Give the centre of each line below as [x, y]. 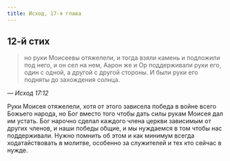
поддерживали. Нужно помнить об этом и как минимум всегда [101, 136]
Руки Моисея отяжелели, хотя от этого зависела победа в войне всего [112, 107]
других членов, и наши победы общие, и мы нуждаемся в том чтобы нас [115, 129]
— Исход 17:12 [28, 93]
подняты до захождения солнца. [72, 80]
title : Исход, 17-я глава [44, 13]
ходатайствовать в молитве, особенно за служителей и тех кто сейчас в [114, 143]
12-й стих [29, 42]
